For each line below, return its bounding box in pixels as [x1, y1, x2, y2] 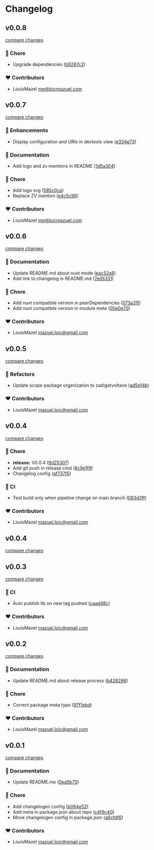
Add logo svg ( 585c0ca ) [12, 187, 64, 193]
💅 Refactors [5, 371, 35, 378]
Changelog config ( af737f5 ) [12, 470, 71, 476]
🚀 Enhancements [5, 127, 48, 134]
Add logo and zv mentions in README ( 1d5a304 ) [12, 163, 116, 169]
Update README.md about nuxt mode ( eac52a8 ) [12, 270, 116, 276]
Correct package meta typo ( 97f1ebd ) [12, 702, 92, 708]
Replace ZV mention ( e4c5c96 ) [12, 193, 79, 199]
